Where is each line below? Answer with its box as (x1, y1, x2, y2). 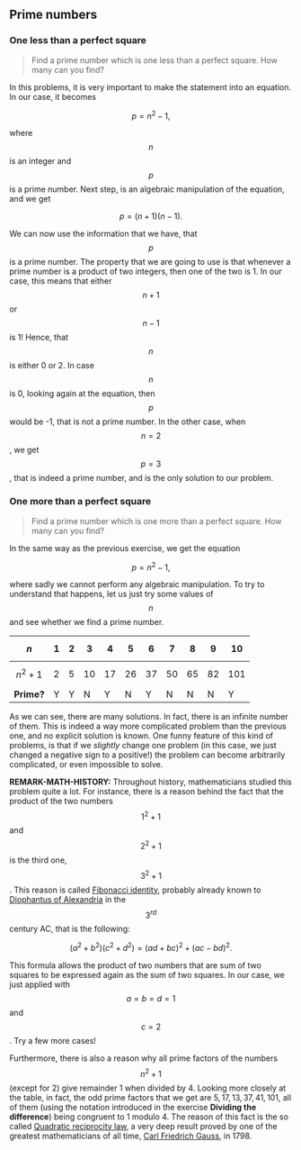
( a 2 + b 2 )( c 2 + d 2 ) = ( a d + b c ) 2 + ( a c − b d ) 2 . (69, 941, 233, 953)
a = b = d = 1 (126, 992, 176, 1003)
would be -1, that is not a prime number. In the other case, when (9, 416, 246, 427)
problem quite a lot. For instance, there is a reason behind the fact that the (9, 785, 285, 796)
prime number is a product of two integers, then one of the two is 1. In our (9, 266, 282, 277)
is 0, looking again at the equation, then (9, 388, 155, 399)
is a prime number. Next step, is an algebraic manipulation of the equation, (9, 184, 285, 195)
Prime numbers (9, 7, 97, 23)
